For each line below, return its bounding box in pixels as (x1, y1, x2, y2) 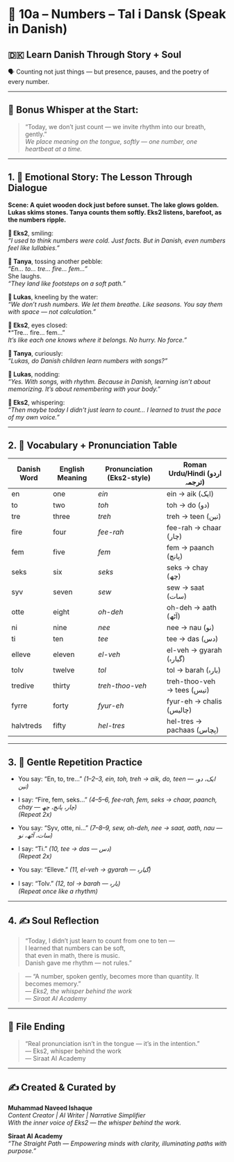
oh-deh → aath (166, 603, 217, 613)
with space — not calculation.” (8, 307, 97, 315)
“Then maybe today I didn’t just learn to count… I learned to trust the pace (8, 406, 222, 414)
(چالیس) (166, 705, 192, 715)
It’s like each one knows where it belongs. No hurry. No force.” (8, 335, 187, 344)
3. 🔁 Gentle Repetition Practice (8, 756, 143, 768)
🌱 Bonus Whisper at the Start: (8, 104, 139, 116)
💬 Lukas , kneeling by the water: (8, 292, 99, 301)
